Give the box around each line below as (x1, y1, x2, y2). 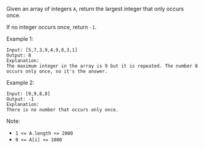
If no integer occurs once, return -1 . (6, 24, 97, 30)
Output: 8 (6, 52, 32, 58)
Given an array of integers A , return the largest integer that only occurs (6, 5, 184, 12)
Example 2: (6, 79, 35, 86)
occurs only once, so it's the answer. (6, 68, 108, 74)
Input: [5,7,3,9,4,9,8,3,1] (6, 47, 78, 53)
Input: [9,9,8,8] (6, 91, 51, 97)
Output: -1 (6, 96, 34, 102)
